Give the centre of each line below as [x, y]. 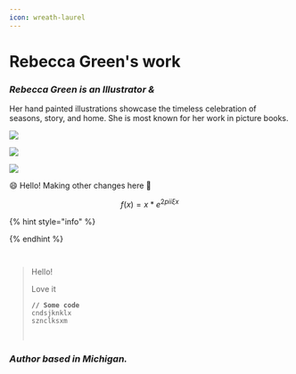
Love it [43, 289]
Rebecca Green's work [95, 61]
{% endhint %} [37, 239]
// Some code [55, 305]
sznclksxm [49, 321]
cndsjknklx [51, 313]
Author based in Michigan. [68, 359]
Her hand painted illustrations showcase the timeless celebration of [133, 109]
